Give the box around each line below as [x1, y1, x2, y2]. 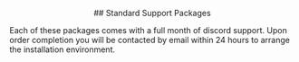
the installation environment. [9, 44, 116, 55]
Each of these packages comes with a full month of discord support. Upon [9, 25, 287, 35]
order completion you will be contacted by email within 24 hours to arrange [9, 35, 291, 45]
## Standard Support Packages [93, 8, 211, 18]
